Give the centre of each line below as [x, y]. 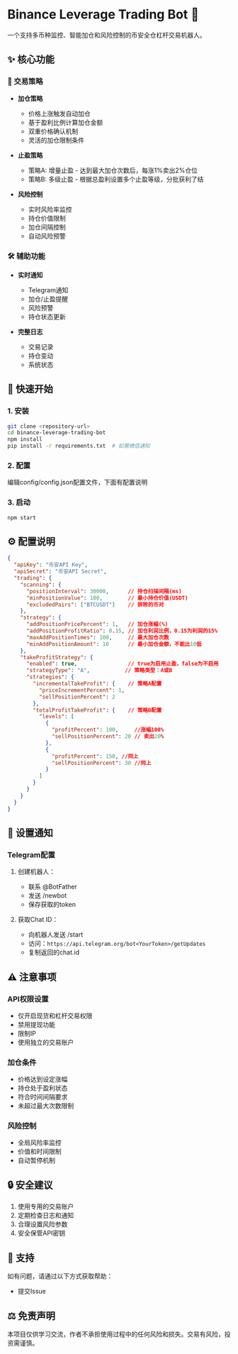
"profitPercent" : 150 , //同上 [95, 756]
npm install [25, 439]
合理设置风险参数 [42, 1224]
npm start [22, 517]
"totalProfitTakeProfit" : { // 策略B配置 [97, 710]
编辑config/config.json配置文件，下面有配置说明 [78, 483]
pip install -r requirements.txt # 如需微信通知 [79, 446]
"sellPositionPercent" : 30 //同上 [102, 763]
